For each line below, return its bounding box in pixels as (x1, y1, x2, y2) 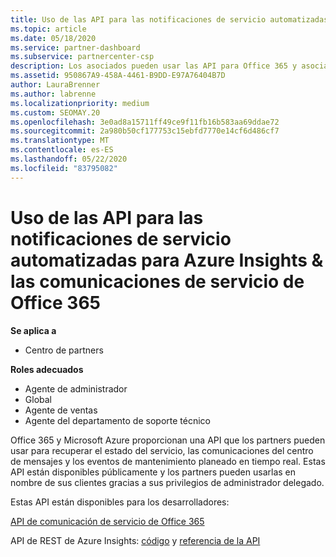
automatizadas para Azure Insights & (10, 249, 324, 271)
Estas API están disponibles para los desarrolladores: (10, 496, 230, 508)
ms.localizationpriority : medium (10, 98, 150, 108)
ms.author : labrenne (10, 89, 97, 99)
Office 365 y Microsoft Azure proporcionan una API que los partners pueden (10, 434, 326, 446)
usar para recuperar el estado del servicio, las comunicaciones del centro (10, 444, 314, 456)
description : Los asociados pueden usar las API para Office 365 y (10, 61, 298, 71)
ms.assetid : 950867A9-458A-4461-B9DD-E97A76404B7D (10, 71, 226, 81)
